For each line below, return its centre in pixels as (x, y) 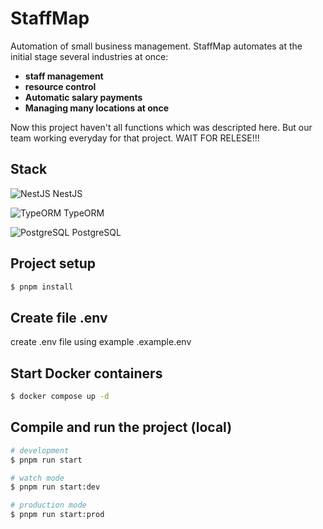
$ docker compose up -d (60, 397)
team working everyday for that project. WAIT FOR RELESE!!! (135, 138)
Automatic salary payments (83, 97)
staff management (64, 76)
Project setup (53, 263)
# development (40, 450)
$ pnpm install (42, 287)
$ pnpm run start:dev (55, 487)
